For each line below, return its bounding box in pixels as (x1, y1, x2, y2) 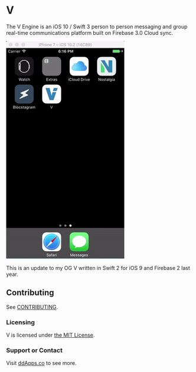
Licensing (6, 318, 35, 326)
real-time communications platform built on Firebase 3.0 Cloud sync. (6, 29, 174, 36)
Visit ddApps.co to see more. (6, 360, 77, 367)
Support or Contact (6, 346, 63, 354)
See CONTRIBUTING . (6, 303, 58, 310)
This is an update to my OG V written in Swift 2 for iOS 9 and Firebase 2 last (6, 264, 191, 271)
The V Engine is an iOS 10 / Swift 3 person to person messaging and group (6, 23, 188, 30)
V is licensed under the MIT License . (6, 331, 95, 339)
